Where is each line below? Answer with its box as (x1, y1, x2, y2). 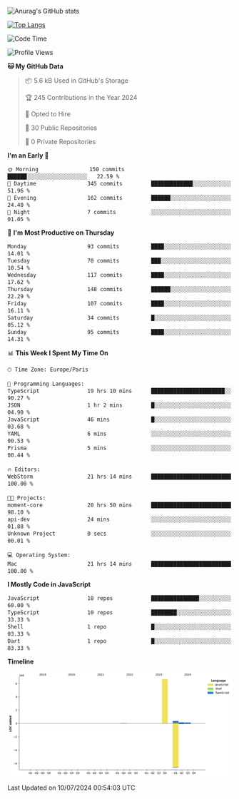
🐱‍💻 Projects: (7, 494, 46, 502)
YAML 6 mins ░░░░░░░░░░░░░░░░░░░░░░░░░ (7, 430, 232, 437)
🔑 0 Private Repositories (24, 138, 96, 146)
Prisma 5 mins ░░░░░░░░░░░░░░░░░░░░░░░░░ (7, 444, 232, 452)
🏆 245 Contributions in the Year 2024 (24, 93, 138, 101)
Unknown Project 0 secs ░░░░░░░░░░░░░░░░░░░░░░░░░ (7, 530, 232, 537)
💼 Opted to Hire (24, 110, 71, 118)
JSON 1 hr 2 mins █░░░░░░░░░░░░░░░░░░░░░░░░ (7, 402, 232, 409)
